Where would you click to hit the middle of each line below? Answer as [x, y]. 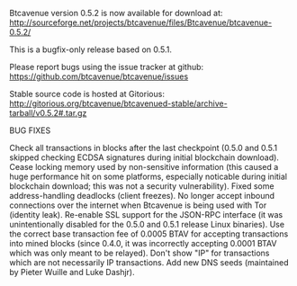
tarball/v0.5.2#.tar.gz [48, 113]
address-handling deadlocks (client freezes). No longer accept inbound [142, 196]
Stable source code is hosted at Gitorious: [87, 94]
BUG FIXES [30, 130]
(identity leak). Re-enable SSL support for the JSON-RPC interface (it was [146, 214]
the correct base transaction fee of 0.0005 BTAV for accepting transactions [149, 234]
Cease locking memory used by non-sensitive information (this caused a [144, 167]
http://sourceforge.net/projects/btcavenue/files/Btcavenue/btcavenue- [141, 22]
